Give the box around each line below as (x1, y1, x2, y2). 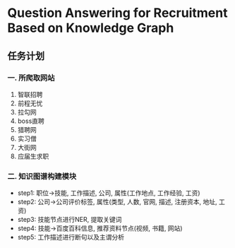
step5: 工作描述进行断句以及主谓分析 (17, 233, 125, 242)
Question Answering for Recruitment (7, 5, 228, 21)
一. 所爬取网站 (7, 73, 55, 83)
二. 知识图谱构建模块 (7, 171, 77, 181)
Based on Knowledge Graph (7, 20, 174, 36)
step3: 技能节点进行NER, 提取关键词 (17, 215, 122, 224)
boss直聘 (17, 117, 44, 125)
